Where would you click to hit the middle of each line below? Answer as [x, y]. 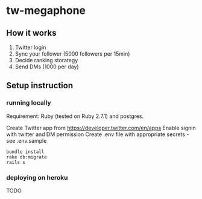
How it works [31, 33]
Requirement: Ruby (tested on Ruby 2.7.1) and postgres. [75, 116]
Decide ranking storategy [46, 60]
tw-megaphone [46, 11]
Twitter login [30, 47]
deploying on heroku [37, 177]
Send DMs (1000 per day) [47, 67]
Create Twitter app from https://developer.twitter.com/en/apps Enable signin [101, 128]
